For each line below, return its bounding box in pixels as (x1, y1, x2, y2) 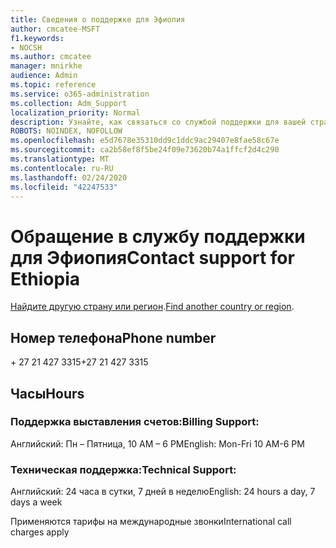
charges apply (10, 526, 70, 538)
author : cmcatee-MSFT (10, 24, 101, 34)
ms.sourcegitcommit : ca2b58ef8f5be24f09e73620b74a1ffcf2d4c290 (10, 145, 280, 155)
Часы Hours (10, 385, 85, 402)
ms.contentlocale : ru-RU (10, 163, 114, 173)
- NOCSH (10, 42, 43, 53)
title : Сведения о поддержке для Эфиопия (10, 14, 186, 25)
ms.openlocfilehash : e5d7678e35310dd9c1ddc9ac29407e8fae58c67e (10, 136, 280, 146)
